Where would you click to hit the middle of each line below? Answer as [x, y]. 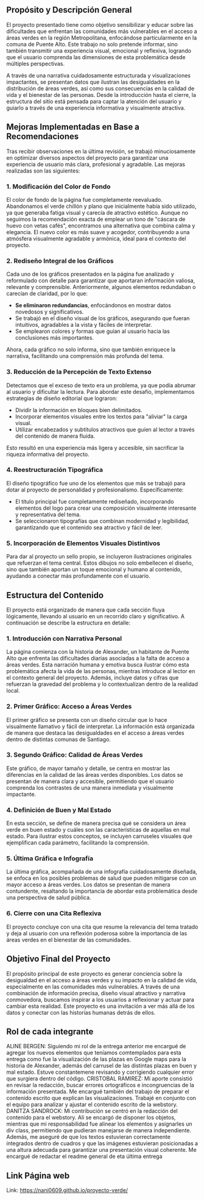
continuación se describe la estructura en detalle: [69, 623]
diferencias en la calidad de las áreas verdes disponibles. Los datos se [95, 774]
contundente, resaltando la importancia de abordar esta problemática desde [102, 891]
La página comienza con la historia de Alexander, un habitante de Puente [98, 652]
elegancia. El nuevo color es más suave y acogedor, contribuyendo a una [98, 232]
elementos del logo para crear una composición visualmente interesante [106, 508]
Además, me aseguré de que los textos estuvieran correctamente [88, 1137]
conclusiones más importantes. [55, 338]
